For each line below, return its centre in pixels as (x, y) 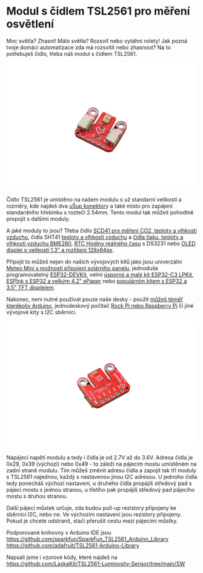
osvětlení (30, 24)
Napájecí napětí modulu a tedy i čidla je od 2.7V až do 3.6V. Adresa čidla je (100, 458)
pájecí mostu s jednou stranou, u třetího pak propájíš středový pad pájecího (101, 490)
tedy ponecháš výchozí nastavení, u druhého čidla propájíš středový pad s (99, 483)
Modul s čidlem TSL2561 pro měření (98, 11)
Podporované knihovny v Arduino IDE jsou (59, 533)
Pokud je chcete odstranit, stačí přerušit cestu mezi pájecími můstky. (92, 521)
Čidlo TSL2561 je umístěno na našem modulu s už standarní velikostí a (94, 199)
